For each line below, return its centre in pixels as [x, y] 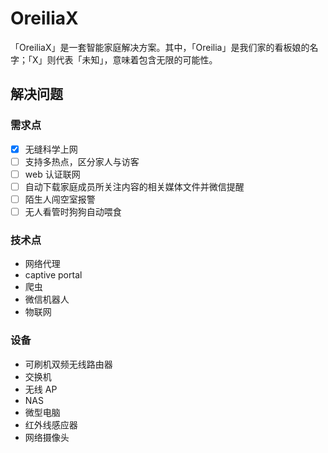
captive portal [53, 275]
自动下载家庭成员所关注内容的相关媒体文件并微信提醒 [134, 186]
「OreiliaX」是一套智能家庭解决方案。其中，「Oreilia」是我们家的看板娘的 [160, 47]
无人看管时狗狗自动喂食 [73, 211]
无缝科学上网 [51, 149]
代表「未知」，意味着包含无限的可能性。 [136, 59]
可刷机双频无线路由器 [68, 364]
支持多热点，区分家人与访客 [82, 161]
